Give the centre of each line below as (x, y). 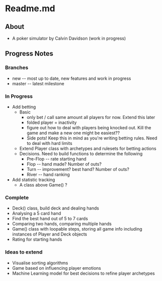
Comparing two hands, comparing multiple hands (62, 224)
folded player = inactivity (52, 122)
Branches (17, 68)
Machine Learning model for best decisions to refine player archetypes (83, 273)
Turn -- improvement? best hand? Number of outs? (78, 169)
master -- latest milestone (38, 83)
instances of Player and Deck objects (50, 234)
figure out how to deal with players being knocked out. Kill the (89, 127)
